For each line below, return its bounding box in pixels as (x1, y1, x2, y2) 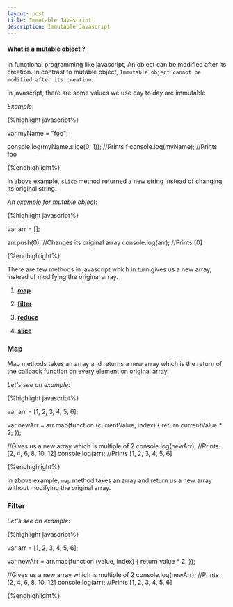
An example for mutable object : (7, 198, 97, 206)
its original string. (7, 184, 57, 192)
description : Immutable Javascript (7, 23, 111, 30)
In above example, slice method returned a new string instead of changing (7, 177, 223, 185)
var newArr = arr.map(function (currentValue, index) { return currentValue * (7, 420, 223, 429)
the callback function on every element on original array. (7, 367, 169, 375)
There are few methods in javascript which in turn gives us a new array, (7, 265, 212, 274)
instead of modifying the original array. (7, 272, 118, 281)
